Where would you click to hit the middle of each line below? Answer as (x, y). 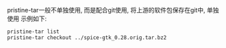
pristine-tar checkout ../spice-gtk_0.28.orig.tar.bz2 (87, 38)
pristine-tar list (33, 32)
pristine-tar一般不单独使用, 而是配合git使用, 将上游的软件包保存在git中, (106, 10)
